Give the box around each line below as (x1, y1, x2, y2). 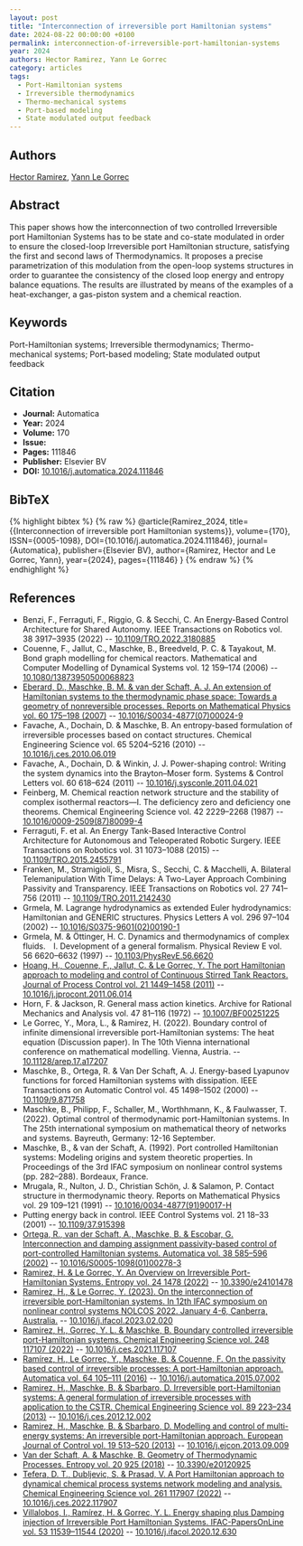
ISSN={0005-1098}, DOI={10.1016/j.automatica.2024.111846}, (9, 535, 236, 547)
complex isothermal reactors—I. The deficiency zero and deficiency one (22, 797, 291, 807)
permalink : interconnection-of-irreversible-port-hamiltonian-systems (9, 38, 280, 48)
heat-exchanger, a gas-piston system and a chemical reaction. (9, 288, 242, 299)
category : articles (9, 64, 83, 73)
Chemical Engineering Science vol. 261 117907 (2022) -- (22, 1488, 232, 1498)
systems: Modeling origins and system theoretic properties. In (22, 1152, 253, 1162)
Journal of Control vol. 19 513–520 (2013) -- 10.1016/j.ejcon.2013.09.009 (22, 1440, 289, 1450)
